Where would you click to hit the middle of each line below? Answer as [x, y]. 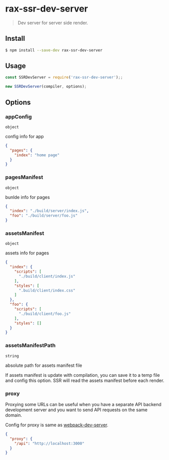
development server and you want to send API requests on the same [76, 410]
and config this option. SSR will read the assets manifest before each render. [85, 380]
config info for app [24, 136]
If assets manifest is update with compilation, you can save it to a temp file [82, 375]
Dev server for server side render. [53, 23]
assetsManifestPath [31, 346]
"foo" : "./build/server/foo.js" [44, 216]
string [12, 356]
